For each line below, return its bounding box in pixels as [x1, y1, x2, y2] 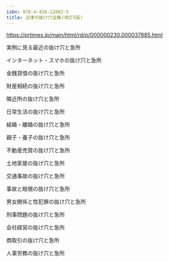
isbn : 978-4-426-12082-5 [6, 8, 69, 15]
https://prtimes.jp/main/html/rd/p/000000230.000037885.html [6, 31, 163, 38]
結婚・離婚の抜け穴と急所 [6, 120, 70, 128]
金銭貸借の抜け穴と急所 [6, 69, 65, 76]
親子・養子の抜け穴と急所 [6, 134, 70, 141]
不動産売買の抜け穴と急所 [6, 146, 70, 154]
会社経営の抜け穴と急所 [6, 223, 65, 231]
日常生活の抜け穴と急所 [6, 108, 65, 115]
